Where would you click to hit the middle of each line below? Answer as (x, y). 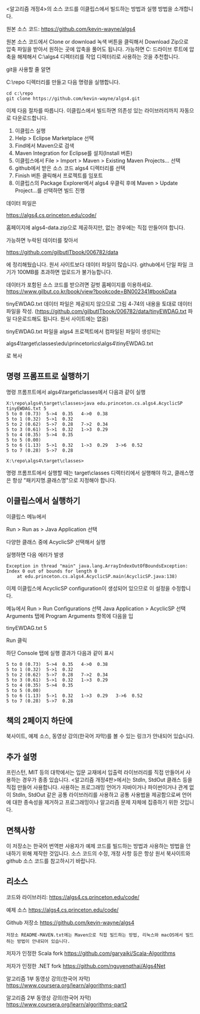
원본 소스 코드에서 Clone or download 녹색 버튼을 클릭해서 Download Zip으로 (98, 42)
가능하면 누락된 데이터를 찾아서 (42, 240)
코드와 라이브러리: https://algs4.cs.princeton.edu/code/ (73, 897)
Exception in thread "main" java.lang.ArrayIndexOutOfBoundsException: (97, 566)
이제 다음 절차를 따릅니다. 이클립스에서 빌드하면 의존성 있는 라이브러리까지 (92, 110)
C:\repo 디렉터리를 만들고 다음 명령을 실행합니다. (63, 82)
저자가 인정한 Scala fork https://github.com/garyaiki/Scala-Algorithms (91, 953)
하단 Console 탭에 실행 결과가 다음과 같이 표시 (60, 653)
